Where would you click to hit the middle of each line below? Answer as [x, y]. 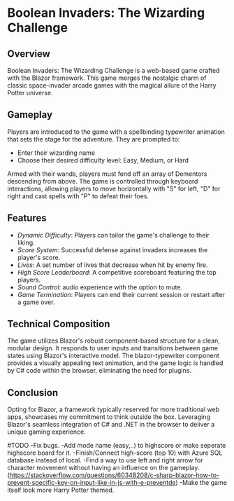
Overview [29, 54]
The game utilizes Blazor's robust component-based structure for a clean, [114, 341]
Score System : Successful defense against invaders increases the [112, 249]
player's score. [39, 257]
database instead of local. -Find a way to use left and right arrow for [105, 460]
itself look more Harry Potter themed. [61, 490]
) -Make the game [201, 483]
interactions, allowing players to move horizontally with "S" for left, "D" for [114, 188]
